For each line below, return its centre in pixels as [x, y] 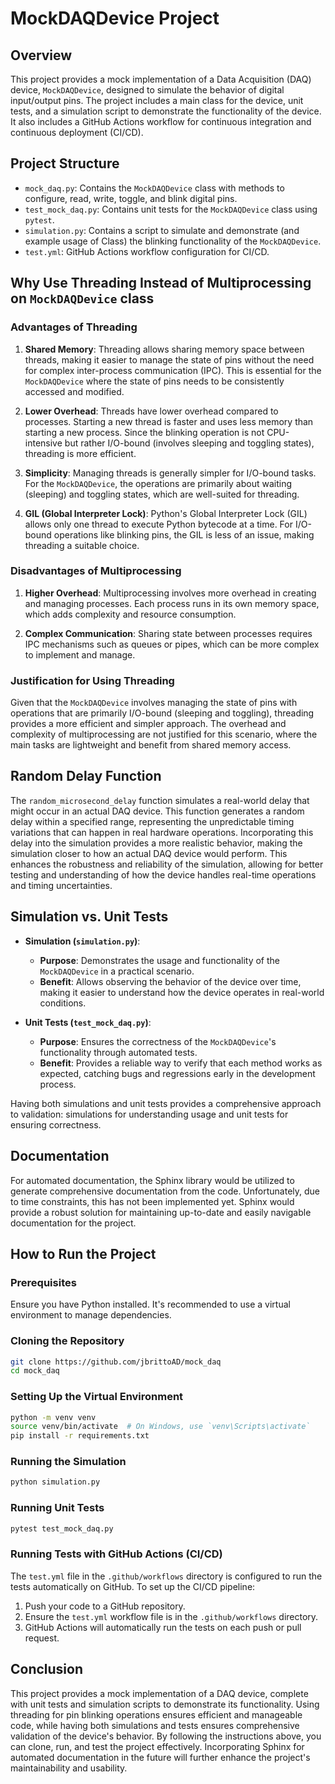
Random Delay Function [86, 776]
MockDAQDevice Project [115, 18]
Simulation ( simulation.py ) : [82, 941]
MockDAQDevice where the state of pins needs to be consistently [154, 381]
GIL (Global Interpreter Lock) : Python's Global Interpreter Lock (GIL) [166, 513]
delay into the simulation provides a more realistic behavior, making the [156, 843]
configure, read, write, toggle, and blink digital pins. [131, 198]
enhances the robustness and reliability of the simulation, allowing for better [167, 864]
